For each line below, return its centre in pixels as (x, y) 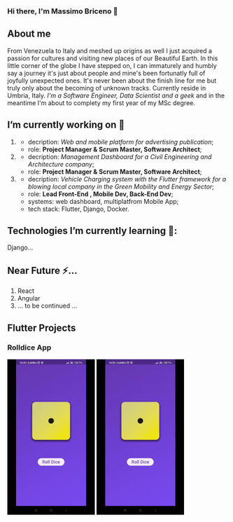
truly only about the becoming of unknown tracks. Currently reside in (107, 88)
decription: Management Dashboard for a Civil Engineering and (120, 156)
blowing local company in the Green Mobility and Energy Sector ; (121, 186)
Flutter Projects (42, 328)
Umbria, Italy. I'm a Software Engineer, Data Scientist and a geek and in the (116, 95)
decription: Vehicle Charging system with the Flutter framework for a (127, 179)
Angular (29, 298)
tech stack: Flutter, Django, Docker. (78, 209)
